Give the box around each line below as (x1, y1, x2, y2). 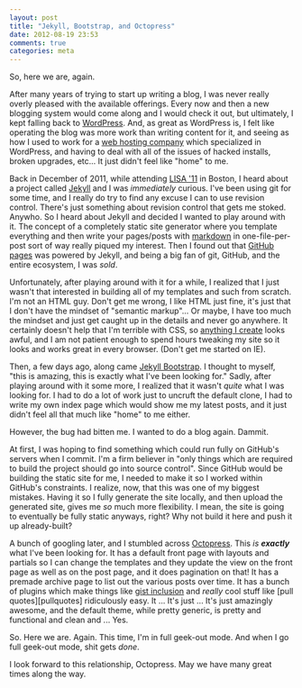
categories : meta (9, 47, 75, 56)
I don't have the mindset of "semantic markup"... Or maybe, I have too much (9, 305, 291, 316)
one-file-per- (242, 231, 291, 241)
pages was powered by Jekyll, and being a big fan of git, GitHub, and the (9, 249, 280, 261)
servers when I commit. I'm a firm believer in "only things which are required (9, 454, 293, 465)
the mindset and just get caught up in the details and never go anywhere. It (9, 315, 288, 326)
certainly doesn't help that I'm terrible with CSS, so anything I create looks (9, 325, 286, 336)
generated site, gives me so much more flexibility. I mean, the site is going (9, 502, 285, 512)
